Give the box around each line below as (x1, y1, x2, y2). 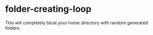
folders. (5, 25, 21, 31)
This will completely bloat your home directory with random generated (5, 20, 148, 26)
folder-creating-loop (5, 3, 92, 15)
